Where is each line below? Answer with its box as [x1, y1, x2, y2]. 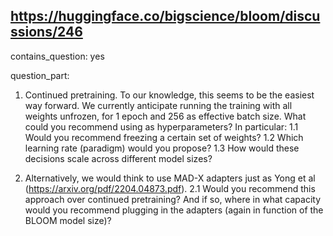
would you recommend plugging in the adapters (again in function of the [24, 204, 324, 216]
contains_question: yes [10, 50, 105, 62]
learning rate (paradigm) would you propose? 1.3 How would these [24, 142, 300, 154]
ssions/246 [10, 24, 83, 41]
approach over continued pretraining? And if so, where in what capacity [24, 193, 322, 205]
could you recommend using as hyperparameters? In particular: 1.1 [24, 120, 299, 133]
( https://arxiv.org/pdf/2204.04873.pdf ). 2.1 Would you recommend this [24, 182, 316, 194]
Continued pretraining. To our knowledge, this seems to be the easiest [24, 89, 315, 101]
